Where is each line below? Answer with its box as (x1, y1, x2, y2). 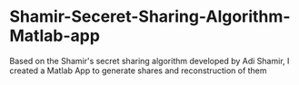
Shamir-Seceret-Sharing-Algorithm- (9, 6, 291, 27)
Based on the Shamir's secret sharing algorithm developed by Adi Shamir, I (9, 55, 290, 66)
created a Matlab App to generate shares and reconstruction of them (9, 65, 267, 76)
